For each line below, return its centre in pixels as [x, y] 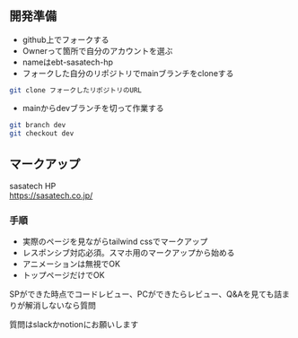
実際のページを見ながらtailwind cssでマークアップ [115, 242]
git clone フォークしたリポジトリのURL [75, 90]
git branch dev [38, 126]
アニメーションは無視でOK [71, 264]
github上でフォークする [66, 39]
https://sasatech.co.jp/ [51, 195]
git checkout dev [42, 134]
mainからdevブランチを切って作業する [93, 108]
